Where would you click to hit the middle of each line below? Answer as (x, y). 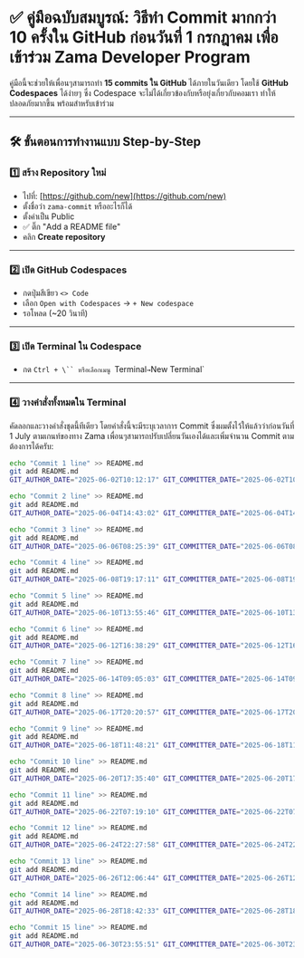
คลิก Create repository (64, 236)
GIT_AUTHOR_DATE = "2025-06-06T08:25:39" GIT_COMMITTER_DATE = (125, 546)
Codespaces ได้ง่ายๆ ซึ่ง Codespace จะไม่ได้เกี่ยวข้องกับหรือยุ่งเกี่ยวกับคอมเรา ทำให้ (142, 92)
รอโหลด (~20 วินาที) (55, 313)
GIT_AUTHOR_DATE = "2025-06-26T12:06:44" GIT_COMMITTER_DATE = (125, 878)
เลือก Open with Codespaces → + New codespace (108, 302)
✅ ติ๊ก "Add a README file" (71, 226)
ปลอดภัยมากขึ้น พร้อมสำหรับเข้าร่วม (62, 103)
